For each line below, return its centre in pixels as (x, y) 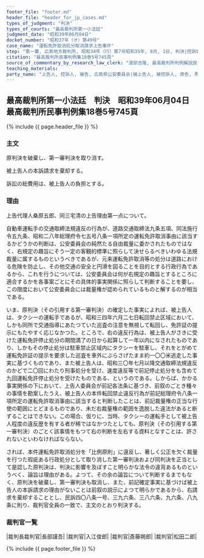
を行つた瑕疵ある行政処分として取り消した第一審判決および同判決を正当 (97, 459)
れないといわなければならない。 (46, 439)
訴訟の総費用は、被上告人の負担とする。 (57, 184)
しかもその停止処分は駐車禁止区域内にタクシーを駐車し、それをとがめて (107, 348)
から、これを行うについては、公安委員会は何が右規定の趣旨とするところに (104, 274)
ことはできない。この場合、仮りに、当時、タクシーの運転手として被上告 (107, 416)
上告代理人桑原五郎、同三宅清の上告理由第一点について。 (78, 215)
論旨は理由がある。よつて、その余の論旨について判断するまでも (107, 474)
